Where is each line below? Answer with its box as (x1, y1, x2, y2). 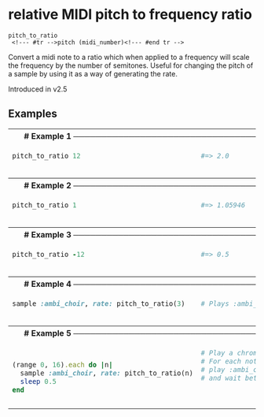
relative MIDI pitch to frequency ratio (8, 6, 253, 24)
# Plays (200, 299, 229, 308)
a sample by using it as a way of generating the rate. (8, 69, 178, 78)
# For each (200, 356, 242, 366)
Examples (8, 107, 57, 121)
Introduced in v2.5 (8, 84, 68, 94)
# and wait (200, 373, 242, 382)
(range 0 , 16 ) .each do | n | (12, 360, 113, 370)
